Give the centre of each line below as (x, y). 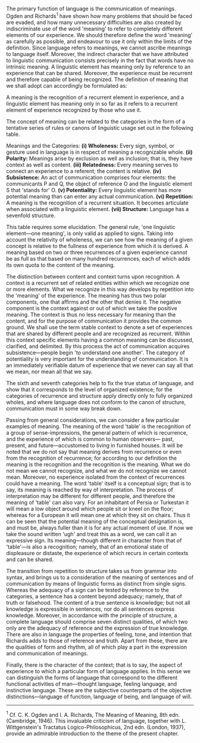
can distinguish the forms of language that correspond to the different (92, 677)
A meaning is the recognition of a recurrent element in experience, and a (95, 97)
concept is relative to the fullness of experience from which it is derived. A (97, 246)
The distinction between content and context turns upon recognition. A (93, 276)
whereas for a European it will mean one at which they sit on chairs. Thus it (98, 515)
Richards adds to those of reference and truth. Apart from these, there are (97, 640)
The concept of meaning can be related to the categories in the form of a (96, 121)
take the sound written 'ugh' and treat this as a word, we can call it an (91, 534)
